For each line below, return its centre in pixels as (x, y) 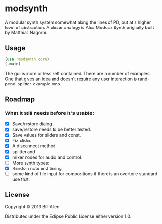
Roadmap (20, 99)
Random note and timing (37, 168)
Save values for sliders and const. (46, 135)
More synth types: (31, 163)
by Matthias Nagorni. (26, 32)
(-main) (13, 64)
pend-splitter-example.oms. (33, 84)
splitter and (24, 152)
